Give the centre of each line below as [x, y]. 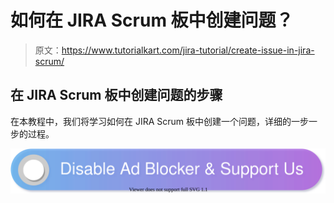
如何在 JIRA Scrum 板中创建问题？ [152, 20]
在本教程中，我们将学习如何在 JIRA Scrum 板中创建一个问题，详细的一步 [160, 121]
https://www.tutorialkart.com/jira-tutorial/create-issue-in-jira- [188, 50]
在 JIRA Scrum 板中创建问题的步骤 [116, 95]
